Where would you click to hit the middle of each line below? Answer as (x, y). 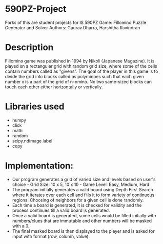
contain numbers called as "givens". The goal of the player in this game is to (81, 71)
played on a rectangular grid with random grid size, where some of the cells (81, 66)
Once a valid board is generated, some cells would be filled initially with (84, 215)
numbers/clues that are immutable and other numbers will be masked (82, 221)
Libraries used (35, 107)
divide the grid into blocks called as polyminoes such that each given (74, 76)
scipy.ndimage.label (32, 141)
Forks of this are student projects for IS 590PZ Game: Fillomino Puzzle (76, 22)
